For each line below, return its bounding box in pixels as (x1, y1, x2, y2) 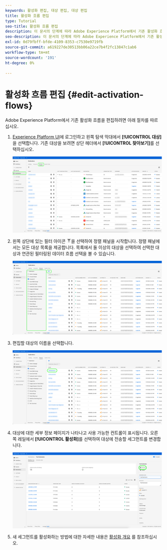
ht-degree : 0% (5, 60, 35, 66)
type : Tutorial (5, 18, 37, 23)
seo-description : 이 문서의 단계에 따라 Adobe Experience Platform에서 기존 (5, 34, 154, 39)
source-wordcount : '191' (5, 55, 57, 60)
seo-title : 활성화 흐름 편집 (5, 24, 58, 29)
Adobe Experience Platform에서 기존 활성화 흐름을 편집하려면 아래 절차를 (5, 117, 149, 123)
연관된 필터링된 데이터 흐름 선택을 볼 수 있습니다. (21, 250, 116, 256)
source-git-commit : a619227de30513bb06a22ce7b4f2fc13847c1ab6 (5, 45, 137, 50)
